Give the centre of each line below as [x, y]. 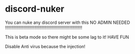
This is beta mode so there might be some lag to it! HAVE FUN [67, 37]
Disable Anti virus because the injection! [45, 46]
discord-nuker [35, 9]
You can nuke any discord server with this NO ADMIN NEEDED [67, 22]
